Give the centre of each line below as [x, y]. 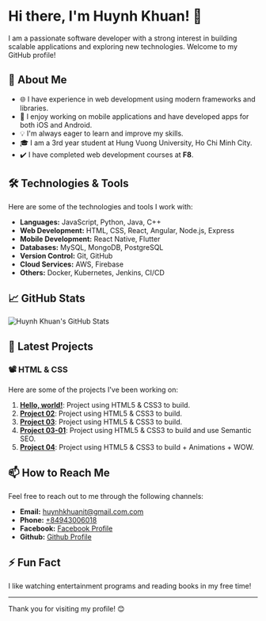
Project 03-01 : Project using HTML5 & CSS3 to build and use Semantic [135, 431]
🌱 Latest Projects [51, 346]
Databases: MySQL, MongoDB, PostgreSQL [91, 247]
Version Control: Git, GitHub [66, 255]
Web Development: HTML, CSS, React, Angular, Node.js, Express [127, 230]
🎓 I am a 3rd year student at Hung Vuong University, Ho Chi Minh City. [136, 143]
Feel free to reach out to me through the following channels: [106, 496]
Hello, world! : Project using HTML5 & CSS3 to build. [105, 405]
